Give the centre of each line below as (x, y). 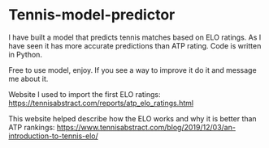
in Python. (26, 54)
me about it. (28, 78)
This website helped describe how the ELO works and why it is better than (133, 118)
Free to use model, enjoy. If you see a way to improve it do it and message (133, 70)
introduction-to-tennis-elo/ (54, 136)
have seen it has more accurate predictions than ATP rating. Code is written (135, 45)
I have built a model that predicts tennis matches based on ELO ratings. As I (135, 37)
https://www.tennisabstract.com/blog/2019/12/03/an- (146, 127)
